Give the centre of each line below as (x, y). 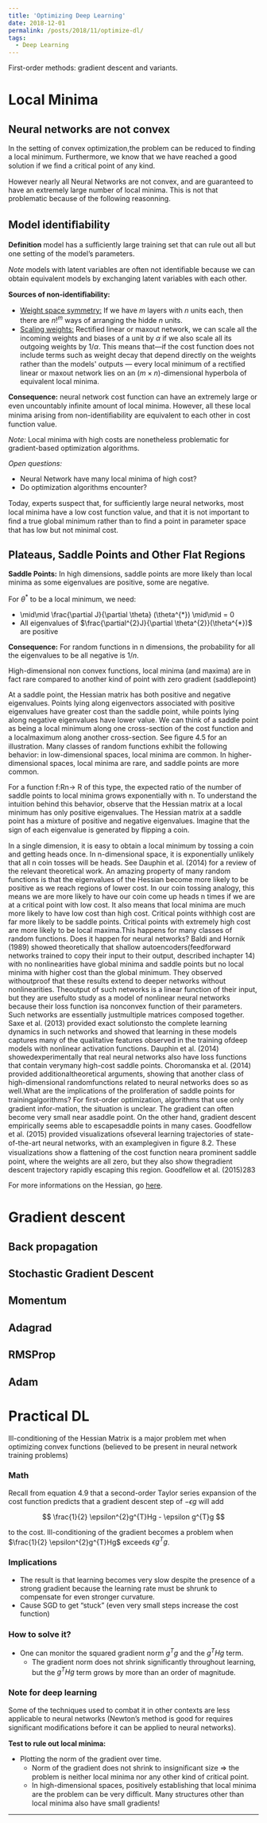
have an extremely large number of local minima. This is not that (113, 190)
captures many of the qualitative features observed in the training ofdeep (128, 1040)
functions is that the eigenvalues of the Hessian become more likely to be (128, 880)
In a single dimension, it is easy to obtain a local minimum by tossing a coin (131, 846)
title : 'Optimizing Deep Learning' (67, 16)
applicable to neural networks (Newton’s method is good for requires (121, 1718)
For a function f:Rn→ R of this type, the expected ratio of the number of (125, 787)
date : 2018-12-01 (37, 23)
